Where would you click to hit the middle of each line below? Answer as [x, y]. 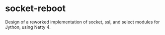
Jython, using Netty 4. [28, 27]
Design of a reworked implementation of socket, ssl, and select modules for [82, 22]
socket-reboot [36, 9]
